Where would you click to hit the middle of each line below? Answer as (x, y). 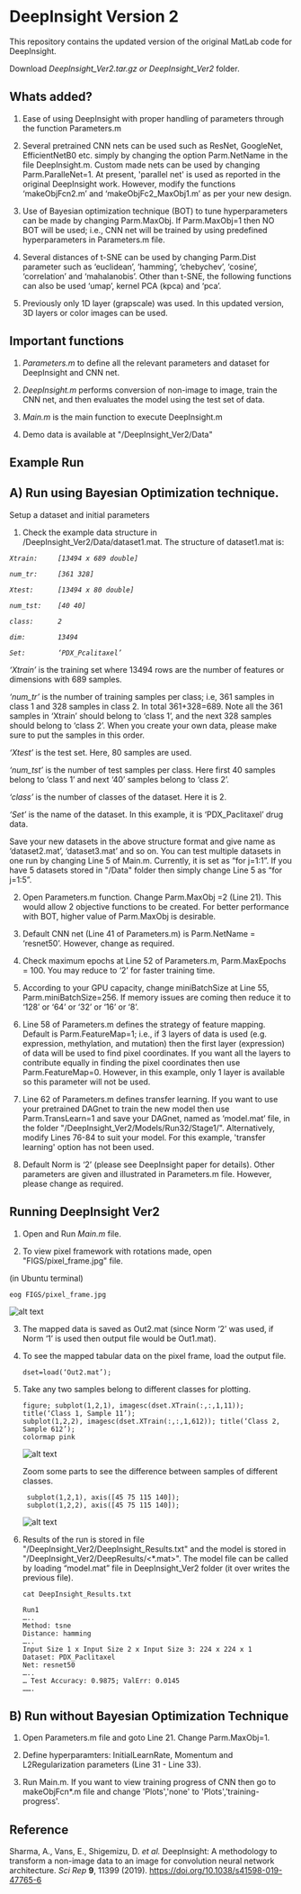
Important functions (66, 341)
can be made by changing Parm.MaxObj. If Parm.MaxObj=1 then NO (148, 220)
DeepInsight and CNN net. (71, 372)
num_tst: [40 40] (48, 605)
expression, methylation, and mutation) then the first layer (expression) (154, 1043)
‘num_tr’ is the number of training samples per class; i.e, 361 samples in (142, 696)
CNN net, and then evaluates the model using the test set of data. (143, 399)
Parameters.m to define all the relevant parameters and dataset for (146, 363)
